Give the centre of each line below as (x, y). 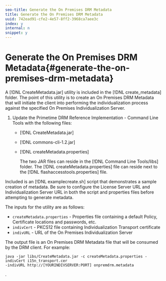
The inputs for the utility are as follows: (45, 207)
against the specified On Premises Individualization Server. (65, 108)
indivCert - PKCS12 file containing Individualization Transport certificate (86, 227)
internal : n (17, 28)
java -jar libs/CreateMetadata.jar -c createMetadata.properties (74, 256)
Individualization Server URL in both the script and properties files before (80, 192)
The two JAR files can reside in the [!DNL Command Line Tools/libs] (89, 161)
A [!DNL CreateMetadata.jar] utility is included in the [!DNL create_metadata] (83, 92)
